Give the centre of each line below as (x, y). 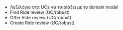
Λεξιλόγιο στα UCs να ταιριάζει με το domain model (64, 7)
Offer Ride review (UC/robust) (40, 17)
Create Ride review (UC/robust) (42, 23)
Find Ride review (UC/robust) (40, 12)
